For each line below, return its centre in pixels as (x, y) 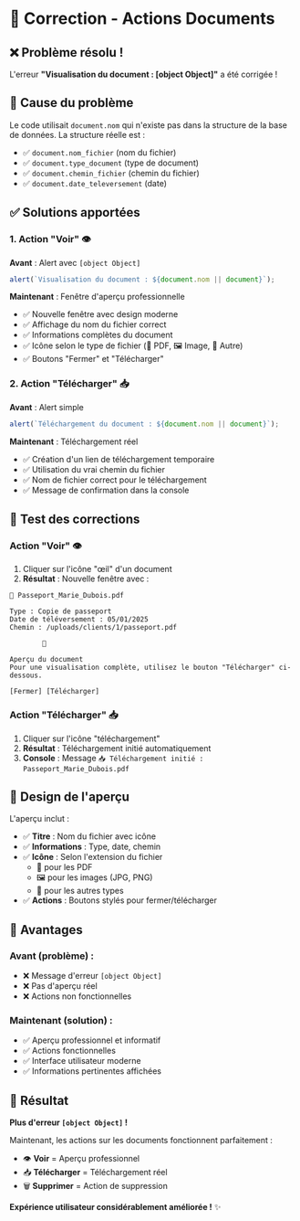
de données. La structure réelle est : (78, 134)
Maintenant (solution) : (61, 1020)
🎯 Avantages (47, 930)
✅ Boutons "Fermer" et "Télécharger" (93, 359)
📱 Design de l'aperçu (70, 796)
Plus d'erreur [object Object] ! (69, 1122)
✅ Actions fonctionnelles (69, 1051)
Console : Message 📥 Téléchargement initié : (113, 758)
